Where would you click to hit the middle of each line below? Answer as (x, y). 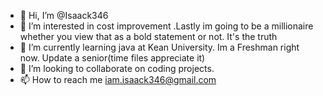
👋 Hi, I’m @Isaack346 (64, 15)
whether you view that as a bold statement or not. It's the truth (148, 36)
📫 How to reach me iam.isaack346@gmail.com (118, 79)
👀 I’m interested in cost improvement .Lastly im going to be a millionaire (166, 26)
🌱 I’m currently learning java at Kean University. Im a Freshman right (159, 47)
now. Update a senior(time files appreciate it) (112, 58)
